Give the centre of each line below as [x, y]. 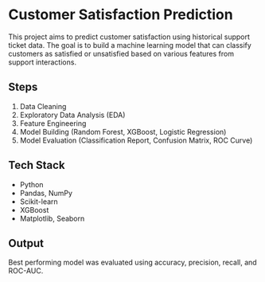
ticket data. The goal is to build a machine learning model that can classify [130, 45]
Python [31, 184]
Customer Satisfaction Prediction [121, 15]
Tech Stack [37, 165]
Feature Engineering [53, 123]
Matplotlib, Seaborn [52, 218]
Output [26, 243]
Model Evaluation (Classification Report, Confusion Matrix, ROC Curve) [136, 140]
